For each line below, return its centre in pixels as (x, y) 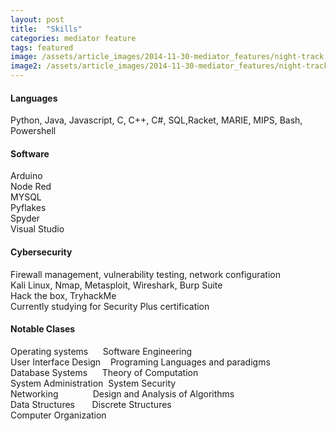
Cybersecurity (41, 252)
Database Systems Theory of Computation (104, 372)
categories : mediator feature (73, 38)
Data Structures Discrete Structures (91, 404)
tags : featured (42, 47)
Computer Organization (58, 415)
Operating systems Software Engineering (101, 351)
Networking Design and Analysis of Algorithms (122, 393)
